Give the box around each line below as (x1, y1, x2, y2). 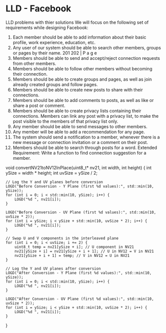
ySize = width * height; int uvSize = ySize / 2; (5, 170, 98, 176)
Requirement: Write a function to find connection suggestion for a (12, 149, 147, 156)
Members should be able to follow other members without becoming (12, 65, 153, 72)
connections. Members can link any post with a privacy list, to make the (12, 113, 159, 119)
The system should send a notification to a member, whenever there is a (12, 134, 160, 140)
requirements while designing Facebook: (5, 24, 88, 30)
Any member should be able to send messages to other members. (12, 123, 148, 129)
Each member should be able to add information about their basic (12, 34, 147, 40)
